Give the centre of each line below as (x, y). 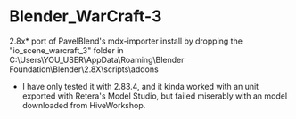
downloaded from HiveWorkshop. (84, 105)
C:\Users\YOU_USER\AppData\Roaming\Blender (97, 59)
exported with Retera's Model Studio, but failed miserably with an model (155, 96)
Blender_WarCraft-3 (86, 16)
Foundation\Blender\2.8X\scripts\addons (84, 69)
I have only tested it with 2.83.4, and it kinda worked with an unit (140, 86)
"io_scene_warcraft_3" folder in (66, 50)
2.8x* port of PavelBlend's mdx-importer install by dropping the (126, 41)
